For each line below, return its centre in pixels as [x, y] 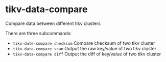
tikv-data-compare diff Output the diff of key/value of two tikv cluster [87, 54]
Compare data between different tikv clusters [53, 23]
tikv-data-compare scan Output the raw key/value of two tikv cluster [85, 48]
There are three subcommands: [39, 33]
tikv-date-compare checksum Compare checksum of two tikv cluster [84, 43]
